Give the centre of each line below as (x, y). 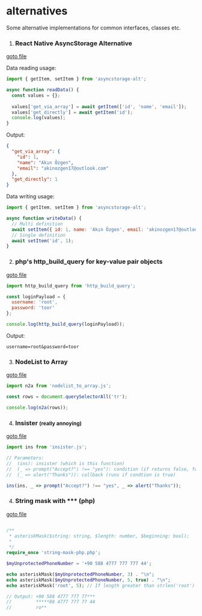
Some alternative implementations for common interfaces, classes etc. (94, 28)
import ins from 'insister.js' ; (47, 447)
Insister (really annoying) (48, 423)
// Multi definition (37, 224)
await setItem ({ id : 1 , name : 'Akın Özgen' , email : (78, 230)
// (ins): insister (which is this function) (66, 463)
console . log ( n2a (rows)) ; (37, 407)
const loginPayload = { (36, 297)
